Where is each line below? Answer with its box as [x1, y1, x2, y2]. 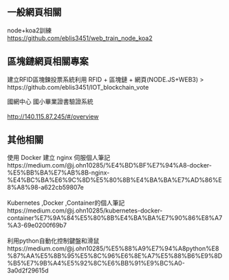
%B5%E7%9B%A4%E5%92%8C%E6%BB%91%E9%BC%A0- [7, 259, 186, 268]
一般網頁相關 [7, 6, 62, 19]
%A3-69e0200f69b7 [7, 221, 67, 230]
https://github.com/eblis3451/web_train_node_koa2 [7, 34, 153, 42]
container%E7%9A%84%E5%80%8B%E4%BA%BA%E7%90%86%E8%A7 [7, 214, 223, 222]
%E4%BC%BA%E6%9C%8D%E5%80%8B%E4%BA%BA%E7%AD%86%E [7, 176, 222, 184]
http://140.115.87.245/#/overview [7, 112, 99, 121]
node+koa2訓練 [7, 26, 52, 34]
